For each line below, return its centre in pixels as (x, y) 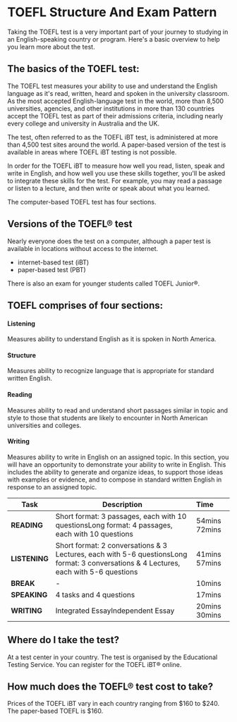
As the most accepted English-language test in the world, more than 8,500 (116, 101)
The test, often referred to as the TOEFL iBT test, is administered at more (113, 137)
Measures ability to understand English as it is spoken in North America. (112, 339)
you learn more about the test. (51, 47)
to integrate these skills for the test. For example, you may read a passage (115, 180)
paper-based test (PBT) (51, 269)
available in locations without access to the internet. (83, 248)
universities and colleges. (44, 425)
